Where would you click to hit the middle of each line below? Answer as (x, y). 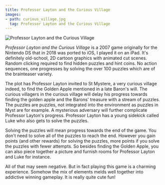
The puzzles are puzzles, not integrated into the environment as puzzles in (82, 105)
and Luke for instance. (28, 157)
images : (13, 14)
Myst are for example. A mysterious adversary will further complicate (76, 110)
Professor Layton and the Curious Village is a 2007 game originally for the (82, 47)
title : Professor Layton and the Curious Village (58, 10)
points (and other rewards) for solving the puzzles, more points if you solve (82, 141)
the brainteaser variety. (29, 74)
